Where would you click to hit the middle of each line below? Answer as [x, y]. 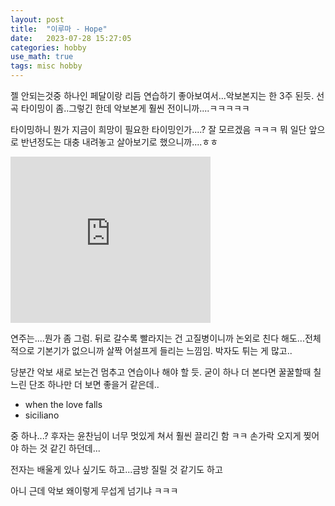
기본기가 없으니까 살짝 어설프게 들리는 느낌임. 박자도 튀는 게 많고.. [164, 350]
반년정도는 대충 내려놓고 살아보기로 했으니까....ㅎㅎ [119, 142]
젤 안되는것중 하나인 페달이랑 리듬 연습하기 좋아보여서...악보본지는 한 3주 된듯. [162, 95]
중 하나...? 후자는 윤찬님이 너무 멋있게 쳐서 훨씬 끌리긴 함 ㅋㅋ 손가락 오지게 [156, 435]
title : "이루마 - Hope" [59, 29]
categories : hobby [48, 47]
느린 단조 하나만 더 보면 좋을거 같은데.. [85, 384]
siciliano [42, 415]
